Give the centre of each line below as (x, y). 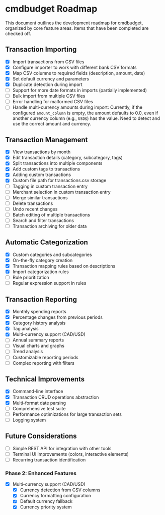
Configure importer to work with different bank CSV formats (74, 67)
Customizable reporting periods (46, 357)
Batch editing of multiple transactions (51, 214)
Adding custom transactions (42, 175)
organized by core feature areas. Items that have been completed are (77, 28)
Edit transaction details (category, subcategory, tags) (68, 158)
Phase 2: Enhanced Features (41, 473)
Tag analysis (25, 329)
